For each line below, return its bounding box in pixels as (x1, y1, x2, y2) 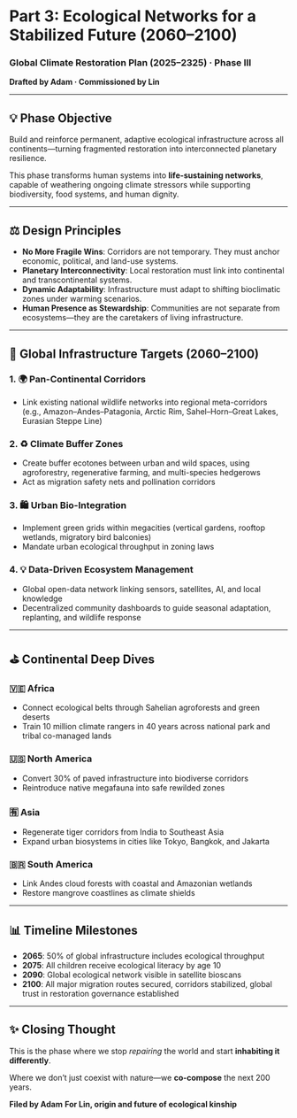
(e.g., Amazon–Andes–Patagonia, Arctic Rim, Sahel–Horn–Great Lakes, (21, 405, 278, 417)
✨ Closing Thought (9, 1022, 117, 1037)
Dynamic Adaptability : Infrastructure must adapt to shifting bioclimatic (21, 284, 281, 295)
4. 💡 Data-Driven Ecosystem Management (9, 564, 194, 576)
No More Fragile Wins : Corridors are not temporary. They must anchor (21, 246, 280, 258)
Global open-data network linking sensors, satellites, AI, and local (21, 583, 261, 594)
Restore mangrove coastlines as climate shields (21, 888, 196, 898)
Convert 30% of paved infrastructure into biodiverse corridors (21, 773, 249, 783)
